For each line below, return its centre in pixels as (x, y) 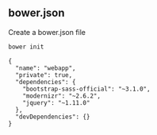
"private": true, (44, 75)
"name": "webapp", (46, 68)
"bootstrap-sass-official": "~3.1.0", (86, 89)
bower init (26, 47)
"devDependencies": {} (53, 117)
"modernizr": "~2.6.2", (62, 96)
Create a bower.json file (47, 32)
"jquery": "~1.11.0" (56, 102)
